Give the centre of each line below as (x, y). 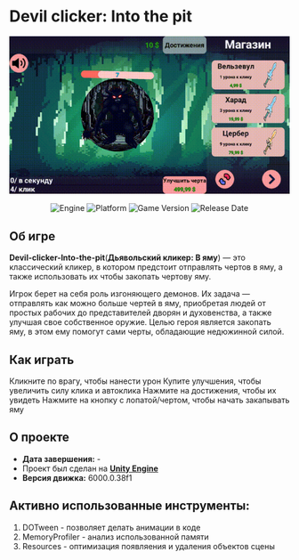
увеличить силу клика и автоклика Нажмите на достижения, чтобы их (143, 391)
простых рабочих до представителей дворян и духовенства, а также (141, 312)
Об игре (32, 236)
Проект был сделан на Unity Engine (90, 468)
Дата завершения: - (61, 459)
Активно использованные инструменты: (129, 506)
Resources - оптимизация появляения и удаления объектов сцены (149, 546)
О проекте (39, 438)
